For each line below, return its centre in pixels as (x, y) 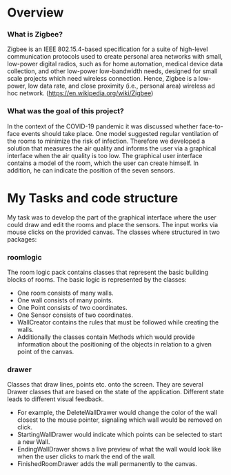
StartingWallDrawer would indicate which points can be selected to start (120, 435)
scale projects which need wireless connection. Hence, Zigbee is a (102, 79)
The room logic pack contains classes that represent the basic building (108, 272)
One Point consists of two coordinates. (72, 308)
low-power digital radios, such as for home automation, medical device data (115, 64)
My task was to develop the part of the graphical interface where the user (112, 217)
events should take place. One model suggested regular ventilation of (120, 133)
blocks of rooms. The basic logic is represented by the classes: (97, 280)
